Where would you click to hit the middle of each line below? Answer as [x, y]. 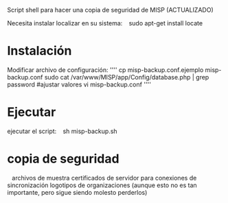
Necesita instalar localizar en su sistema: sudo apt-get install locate [105, 23]
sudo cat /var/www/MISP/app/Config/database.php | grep [127, 77]
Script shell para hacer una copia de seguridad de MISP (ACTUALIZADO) [111, 10]
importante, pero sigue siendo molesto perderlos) [77, 192]
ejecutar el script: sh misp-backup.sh [62, 131]
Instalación [39, 51]
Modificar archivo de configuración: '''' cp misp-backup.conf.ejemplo [105, 70]
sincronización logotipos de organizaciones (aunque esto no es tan [102, 185]
